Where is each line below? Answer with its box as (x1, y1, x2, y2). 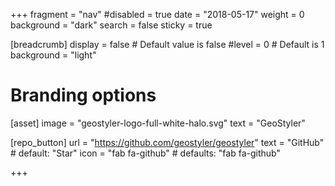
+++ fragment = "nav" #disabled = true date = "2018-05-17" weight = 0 (10, 9, 305, 20)
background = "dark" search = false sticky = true (10, 19, 213, 31)
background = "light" (10, 49, 97, 61)
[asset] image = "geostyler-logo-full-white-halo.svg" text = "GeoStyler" (10, 117, 306, 129)
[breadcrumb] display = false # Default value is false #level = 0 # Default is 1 (10, 39, 325, 50)
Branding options (10, 84, 157, 107)
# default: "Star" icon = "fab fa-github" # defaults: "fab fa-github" (10, 147, 281, 159)
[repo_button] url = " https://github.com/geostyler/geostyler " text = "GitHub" (10, 136, 325, 148)
